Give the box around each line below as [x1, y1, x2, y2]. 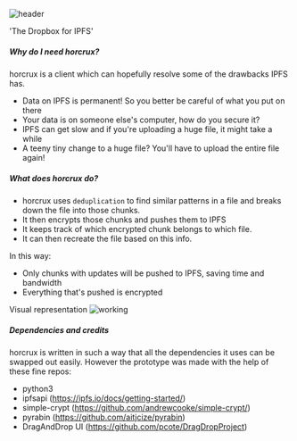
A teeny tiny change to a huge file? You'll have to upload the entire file [21, 143, 280, 154]
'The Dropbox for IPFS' [9, 26, 94, 36]
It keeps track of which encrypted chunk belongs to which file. [21, 223, 252, 234]
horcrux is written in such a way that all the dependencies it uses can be [9, 346, 275, 357]
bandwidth [21, 277, 62, 287]
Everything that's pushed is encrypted [21, 287, 163, 297]
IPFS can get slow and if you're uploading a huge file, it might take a [21, 123, 273, 134]
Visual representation [9, 304, 87, 314]
